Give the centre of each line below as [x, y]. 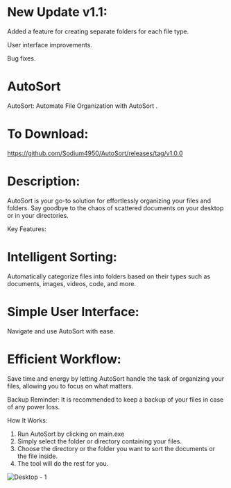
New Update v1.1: [57, 12]
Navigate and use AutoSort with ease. [61, 331]
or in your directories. [38, 215]
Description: [44, 181]
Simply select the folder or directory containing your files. [100, 441]
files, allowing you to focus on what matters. [70, 386]
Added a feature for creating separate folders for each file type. [98, 31]
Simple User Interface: [74, 312]
